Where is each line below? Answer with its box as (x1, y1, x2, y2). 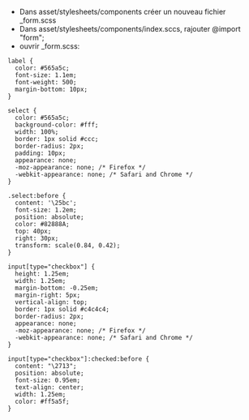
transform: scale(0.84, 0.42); (15, 242, 121, 250)
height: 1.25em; (15, 270, 70, 278)
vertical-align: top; (15, 298, 88, 306)
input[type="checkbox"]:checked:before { (7, 355, 150, 363)
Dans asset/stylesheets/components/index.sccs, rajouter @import (19, 24, 241, 33)
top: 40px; (15, 227, 52, 235)
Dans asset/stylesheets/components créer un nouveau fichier (19, 7, 226, 16)
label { (7, 57, 34, 65)
